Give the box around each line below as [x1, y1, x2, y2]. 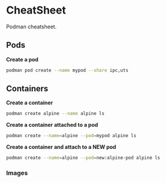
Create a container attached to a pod [6, 122, 98, 129]
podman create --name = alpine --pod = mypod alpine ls [6, 133, 136, 139]
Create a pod [6, 55, 39, 63]
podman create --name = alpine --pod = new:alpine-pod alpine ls [6, 155, 161, 161]
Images [6, 169, 28, 177]
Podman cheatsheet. [6, 23, 57, 30]
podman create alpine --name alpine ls [6, 110, 105, 117]
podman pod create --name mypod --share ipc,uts [6, 67, 129, 73]
